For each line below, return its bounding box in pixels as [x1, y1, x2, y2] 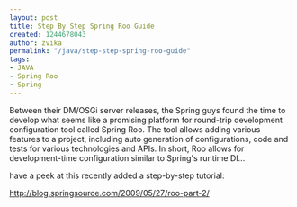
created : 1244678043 [9, 30, 87, 39]
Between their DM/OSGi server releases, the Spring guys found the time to [9, 104, 286, 115]
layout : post [9, 13, 58, 22]
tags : [9, 55, 30, 64]
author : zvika [9, 38, 63, 48]
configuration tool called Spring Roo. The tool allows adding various [9, 123, 261, 135]
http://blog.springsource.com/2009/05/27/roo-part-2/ [9, 187, 210, 198]
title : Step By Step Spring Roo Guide [9, 22, 155, 31]
